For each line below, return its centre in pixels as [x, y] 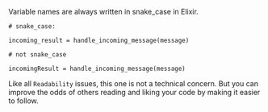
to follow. [23, 101]
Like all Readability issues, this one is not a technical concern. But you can [133, 83]
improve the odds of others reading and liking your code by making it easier [134, 92]
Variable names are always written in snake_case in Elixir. [104, 12]
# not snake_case [38, 55]
